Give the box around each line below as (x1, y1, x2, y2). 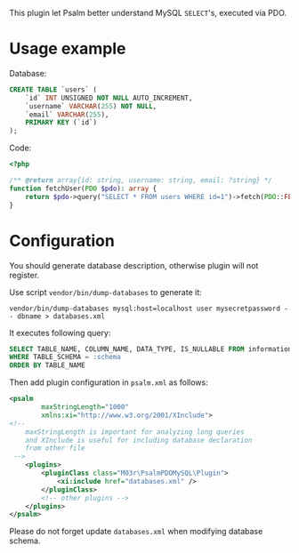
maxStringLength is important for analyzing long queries (25, 427, 245, 437)
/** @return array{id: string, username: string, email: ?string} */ (9, 176, 273, 185)
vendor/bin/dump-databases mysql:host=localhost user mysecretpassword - (9, 304, 289, 313)
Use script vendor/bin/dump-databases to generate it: (9, 286, 202, 297)
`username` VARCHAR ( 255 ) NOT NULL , (25, 101, 158, 110)
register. (9, 269, 40, 280)
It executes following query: (9, 327, 111, 338)
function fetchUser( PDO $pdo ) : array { (9, 184, 158, 193)
